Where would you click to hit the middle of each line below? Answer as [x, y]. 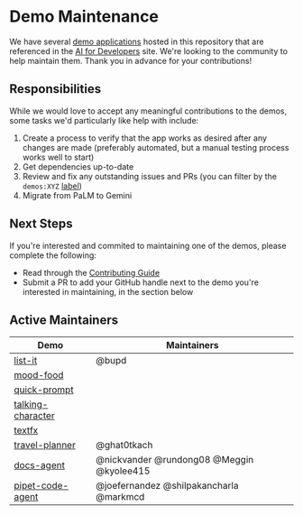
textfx [26, 430]
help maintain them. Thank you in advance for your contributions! [131, 60]
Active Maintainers [64, 320]
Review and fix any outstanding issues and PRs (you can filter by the [150, 176]
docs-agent [40, 465]
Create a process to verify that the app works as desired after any [145, 138]
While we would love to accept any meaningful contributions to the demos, [148, 111]
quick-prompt [44, 390]
